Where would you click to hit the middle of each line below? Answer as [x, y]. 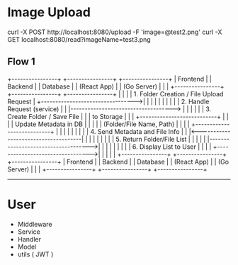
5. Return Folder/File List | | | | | [161, 139]
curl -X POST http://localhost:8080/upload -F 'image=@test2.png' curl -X [115, 32]
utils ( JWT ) [35, 254]
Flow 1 [21, 62]
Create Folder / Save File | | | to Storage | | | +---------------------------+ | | [118, 116]
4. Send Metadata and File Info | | [139, 131]
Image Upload [49, 12]
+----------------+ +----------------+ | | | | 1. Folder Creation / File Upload [115, 94]
